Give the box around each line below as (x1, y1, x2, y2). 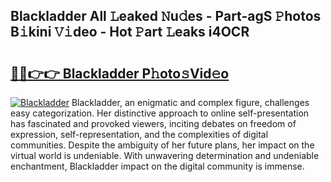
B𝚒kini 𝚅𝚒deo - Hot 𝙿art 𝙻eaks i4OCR (10, 24, 250, 41)
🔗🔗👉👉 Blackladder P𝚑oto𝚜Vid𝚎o (10, 65, 230, 82)
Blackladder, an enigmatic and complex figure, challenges (71, 97, 310, 108)
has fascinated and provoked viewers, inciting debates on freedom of (10, 118, 297, 129)
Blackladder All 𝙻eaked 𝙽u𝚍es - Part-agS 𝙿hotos (10, 8, 322, 25)
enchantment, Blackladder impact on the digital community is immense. (10, 160, 305, 172)
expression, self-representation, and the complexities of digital (10, 129, 269, 140)
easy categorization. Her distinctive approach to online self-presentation (10, 107, 310, 119)
